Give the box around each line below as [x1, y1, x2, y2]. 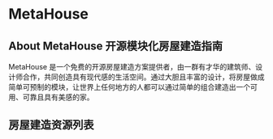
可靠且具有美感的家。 [22, 92, 94, 102]
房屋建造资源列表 [8, 118, 94, 132]
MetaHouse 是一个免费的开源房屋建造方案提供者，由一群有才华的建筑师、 [8, 62, 256, 71]
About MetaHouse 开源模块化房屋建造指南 [8, 39, 223, 53]
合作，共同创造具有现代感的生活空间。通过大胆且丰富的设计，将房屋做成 [22, 72, 265, 82]
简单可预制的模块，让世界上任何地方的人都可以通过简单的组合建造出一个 [8, 82, 250, 91]
